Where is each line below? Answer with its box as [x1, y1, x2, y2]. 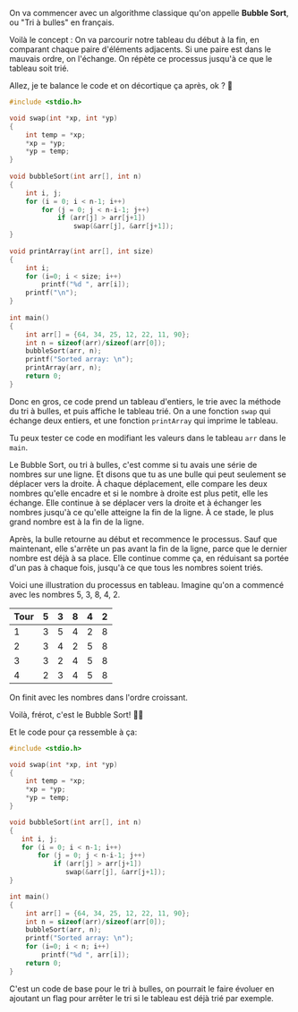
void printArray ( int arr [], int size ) [9, 246, 154, 256]
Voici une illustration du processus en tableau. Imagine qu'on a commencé [9, 579, 285, 590]
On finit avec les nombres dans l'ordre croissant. [9, 692, 188, 702]
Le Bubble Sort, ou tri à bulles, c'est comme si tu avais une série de [9, 459, 258, 470]
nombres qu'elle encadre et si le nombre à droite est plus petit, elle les [9, 488, 268, 498]
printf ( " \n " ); [25, 288, 78, 298]
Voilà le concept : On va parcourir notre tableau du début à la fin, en [9, 35, 260, 45]
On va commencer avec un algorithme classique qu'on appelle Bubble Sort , [9, 8, 289, 18]
